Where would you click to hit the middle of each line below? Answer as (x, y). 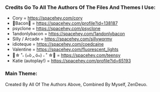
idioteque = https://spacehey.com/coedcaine (58, 44)
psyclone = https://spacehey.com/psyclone (56, 29)
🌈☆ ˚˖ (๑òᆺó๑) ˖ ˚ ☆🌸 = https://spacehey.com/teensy (66, 55)
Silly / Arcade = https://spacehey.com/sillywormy (62, 39)
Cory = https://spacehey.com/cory (47, 18)
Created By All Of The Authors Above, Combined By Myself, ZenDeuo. (76, 84)
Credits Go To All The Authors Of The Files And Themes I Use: (80, 7)
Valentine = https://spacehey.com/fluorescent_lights (65, 49)
